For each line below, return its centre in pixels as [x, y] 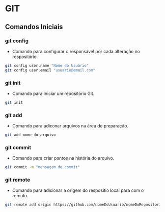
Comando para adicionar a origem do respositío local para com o [78, 190]
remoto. [20, 196]
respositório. [25, 57]
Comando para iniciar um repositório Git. [53, 93]
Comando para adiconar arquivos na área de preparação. [70, 126]
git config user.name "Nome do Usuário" [47, 65]
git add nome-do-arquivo [30, 135]
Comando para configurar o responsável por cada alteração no [76, 51]
